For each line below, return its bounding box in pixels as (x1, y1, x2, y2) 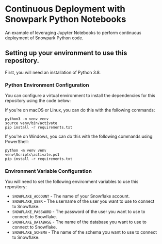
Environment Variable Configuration (5, 167, 92, 174)
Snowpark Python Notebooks (5, 14, 126, 25)
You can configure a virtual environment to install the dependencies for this (5, 93, 156, 98)
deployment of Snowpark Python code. (5, 35, 83, 41)
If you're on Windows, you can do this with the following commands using (5, 133, 153, 139)
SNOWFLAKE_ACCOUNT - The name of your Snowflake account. (12, 193, 130, 199)
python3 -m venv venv (5, 116, 49, 122)
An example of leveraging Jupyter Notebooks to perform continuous (5, 30, 142, 35)
